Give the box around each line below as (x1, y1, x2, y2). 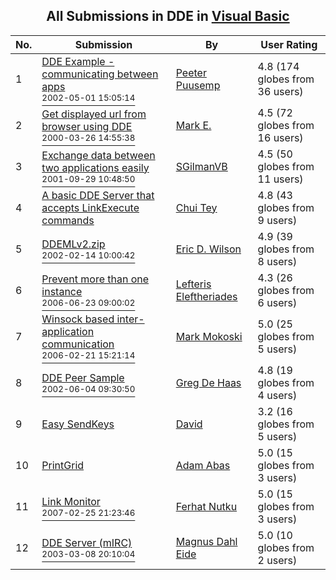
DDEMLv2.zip (41, 237, 106, 251)
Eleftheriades (175, 289, 238, 303)
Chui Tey (175, 200, 218, 214)
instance (41, 284, 83, 298)
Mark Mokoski (175, 329, 243, 343)
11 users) (257, 172, 304, 186)
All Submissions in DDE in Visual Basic (46, 8, 290, 25)
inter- (116, 312, 145, 326)
